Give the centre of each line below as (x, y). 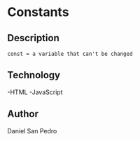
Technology (34, 75)
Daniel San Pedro (32, 131)
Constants (38, 12)
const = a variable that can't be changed (70, 54)
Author (23, 114)
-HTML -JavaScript (35, 92)
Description (33, 38)
